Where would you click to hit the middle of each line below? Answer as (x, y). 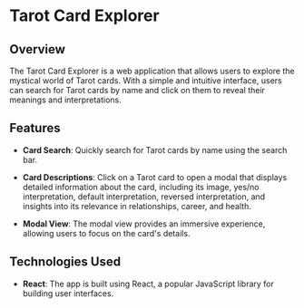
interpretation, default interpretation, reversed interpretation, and (144, 197)
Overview (38, 49)
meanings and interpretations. (66, 100)
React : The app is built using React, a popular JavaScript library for (148, 284)
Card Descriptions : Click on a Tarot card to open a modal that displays (155, 177)
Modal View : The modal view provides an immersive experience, (144, 224)
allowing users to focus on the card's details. (106, 233)
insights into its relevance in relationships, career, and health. (137, 206)
